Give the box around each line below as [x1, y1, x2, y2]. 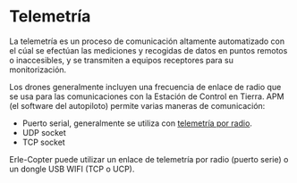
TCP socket [21, 137, 65, 147]
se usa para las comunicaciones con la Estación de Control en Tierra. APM [9, 91, 284, 102]
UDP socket [21, 127, 67, 137]
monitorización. [9, 64, 67, 75]
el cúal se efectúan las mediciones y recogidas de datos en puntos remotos [9, 45, 288, 55]
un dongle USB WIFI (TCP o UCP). [9, 163, 135, 174]
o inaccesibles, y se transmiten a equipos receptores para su [9, 54, 234, 65]
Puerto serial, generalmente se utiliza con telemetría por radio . [21, 118, 253, 129]
